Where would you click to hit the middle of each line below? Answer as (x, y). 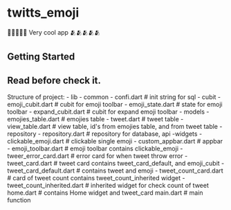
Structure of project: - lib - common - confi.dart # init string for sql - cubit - (114, 97)
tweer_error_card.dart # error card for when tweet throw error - (98, 156)
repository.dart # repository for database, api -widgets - (122, 134)
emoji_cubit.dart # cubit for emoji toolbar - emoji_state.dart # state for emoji (115, 105)
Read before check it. (54, 80)
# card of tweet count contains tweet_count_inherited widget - (96, 178)
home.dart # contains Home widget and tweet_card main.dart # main (105, 193)
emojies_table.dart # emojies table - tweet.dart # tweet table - (95, 119)
